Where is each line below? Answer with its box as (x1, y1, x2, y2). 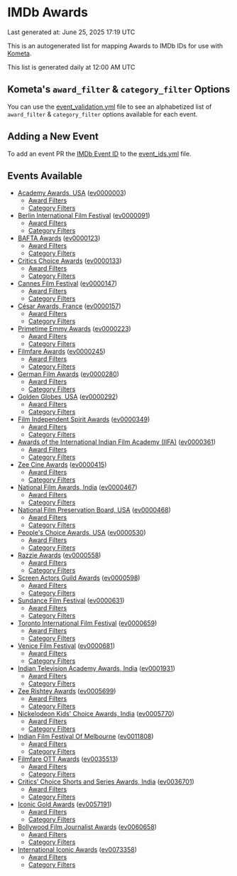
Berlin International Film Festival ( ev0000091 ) (17, 211, 150, 220)
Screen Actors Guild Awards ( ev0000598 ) (17, 573, 140, 583)
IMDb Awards (7, 4, 89, 21)
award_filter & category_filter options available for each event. (7, 109, 198, 118)
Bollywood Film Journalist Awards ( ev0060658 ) (17, 823, 158, 831)
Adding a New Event (7, 131, 99, 143)
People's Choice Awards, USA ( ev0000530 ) (17, 529, 146, 537)
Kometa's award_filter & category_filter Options (7, 83, 231, 96)
